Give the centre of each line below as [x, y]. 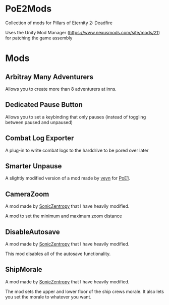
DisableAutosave [33, 232]
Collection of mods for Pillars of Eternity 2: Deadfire [59, 23]
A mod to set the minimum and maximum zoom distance [64, 216]
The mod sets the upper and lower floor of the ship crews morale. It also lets [84, 291]
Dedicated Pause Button [44, 105]
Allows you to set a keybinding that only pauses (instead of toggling [76, 117]
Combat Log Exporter [40, 138]
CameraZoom [27, 194]
